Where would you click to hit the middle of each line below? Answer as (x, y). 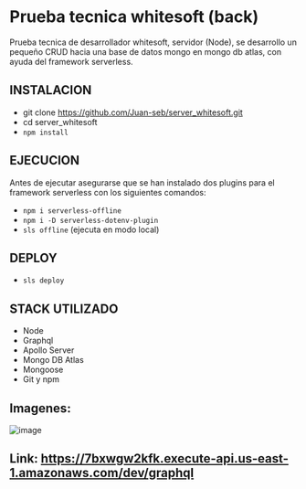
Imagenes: (40, 408)
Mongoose (43, 370)
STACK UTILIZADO (64, 308)
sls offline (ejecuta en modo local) (91, 229)
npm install (45, 133)
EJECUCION (45, 160)
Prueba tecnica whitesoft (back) (134, 17)
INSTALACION (51, 90)
